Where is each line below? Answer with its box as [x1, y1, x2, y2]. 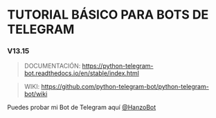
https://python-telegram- [82, 62, 154, 70]
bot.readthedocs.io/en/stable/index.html [24, 69, 140, 77]
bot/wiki [24, 90, 48, 98]
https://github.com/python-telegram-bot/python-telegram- [41, 83, 209, 91]
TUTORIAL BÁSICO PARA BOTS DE [7, 7, 209, 23]
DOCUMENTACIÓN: [24, 62, 81, 70]
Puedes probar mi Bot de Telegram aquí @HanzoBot [7, 104, 156, 112]
